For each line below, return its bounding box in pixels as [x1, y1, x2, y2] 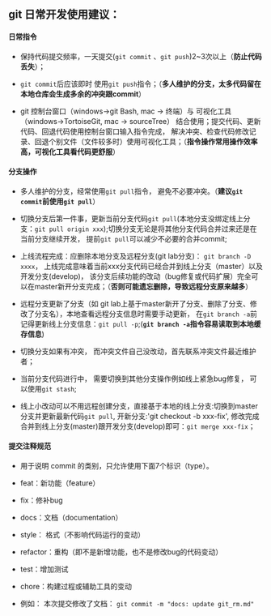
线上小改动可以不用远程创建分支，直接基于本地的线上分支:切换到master [19, 400, 259, 411]
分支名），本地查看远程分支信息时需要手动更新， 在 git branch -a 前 [34, 309, 257, 319]
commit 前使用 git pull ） [19, 196, 100, 206]
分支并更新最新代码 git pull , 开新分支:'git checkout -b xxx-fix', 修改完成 [19, 411, 260, 421]
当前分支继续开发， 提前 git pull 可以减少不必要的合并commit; [19, 233, 228, 243]
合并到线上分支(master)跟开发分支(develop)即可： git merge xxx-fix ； [19, 421, 256, 431]
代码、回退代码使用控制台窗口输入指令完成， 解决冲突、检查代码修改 [19, 126, 249, 136]
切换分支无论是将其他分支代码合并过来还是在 [108, 224, 257, 233]
